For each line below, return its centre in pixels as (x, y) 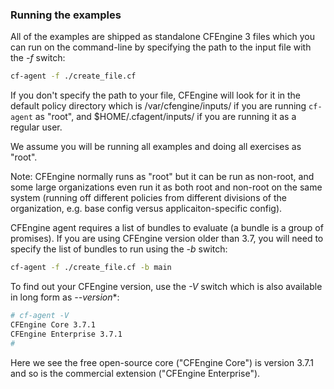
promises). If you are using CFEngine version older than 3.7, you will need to (167, 239)
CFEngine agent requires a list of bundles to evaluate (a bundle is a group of (167, 228)
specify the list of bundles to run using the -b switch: (119, 249)
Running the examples (66, 15)
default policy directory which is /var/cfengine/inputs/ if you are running (158, 106)
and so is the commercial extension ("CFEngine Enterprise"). (135, 373)
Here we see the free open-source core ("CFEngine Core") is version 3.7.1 (162, 362)
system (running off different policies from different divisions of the (148, 198)
